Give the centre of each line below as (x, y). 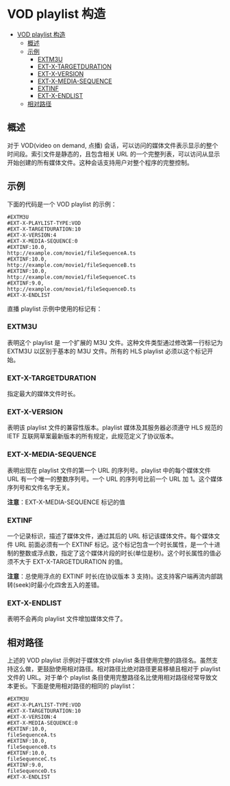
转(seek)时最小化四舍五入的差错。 (55, 585)
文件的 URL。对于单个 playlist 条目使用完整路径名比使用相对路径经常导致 (110, 678)
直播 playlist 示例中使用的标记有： (55, 309)
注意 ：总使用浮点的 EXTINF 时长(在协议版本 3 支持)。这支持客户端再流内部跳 (115, 576)
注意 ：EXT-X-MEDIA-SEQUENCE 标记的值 (66, 502)
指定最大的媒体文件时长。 (43, 394)
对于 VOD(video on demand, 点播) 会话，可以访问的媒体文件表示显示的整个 (113, 145)
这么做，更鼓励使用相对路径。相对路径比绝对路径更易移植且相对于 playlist (117, 669)
